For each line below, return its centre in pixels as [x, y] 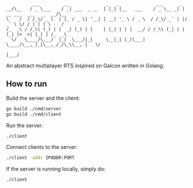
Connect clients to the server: [42, 147]
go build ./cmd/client [34, 114]
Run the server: [25, 125]
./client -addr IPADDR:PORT [40, 158]
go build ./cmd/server [34, 109]
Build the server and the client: [43, 98]
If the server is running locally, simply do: [56, 169]
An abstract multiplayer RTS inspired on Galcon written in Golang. [85, 66]
